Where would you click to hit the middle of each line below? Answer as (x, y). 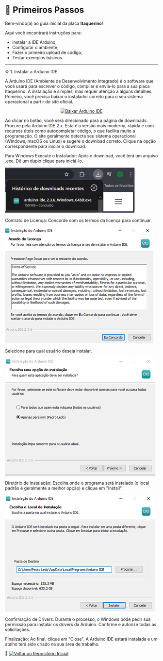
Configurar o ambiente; (35, 47)
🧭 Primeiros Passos (45, 10)
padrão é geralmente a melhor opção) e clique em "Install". (64, 488)
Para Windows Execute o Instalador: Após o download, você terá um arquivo (81, 155)
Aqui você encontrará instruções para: (43, 33)
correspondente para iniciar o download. (46, 146)
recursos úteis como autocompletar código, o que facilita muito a (70, 131)
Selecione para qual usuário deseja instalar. (49, 351)
